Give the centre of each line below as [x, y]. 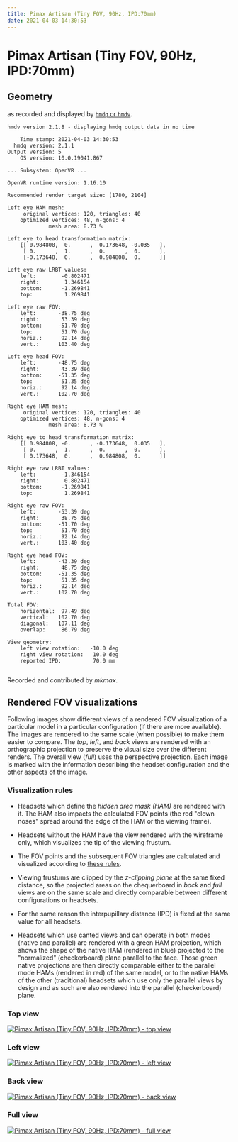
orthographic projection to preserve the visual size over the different [107, 750]
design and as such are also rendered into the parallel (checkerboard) [119, 987]
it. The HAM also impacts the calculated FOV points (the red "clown [116, 814]
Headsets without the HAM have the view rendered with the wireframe [120, 835]
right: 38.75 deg [55, 518]
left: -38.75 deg [55, 313]
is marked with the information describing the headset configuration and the [119, 765]
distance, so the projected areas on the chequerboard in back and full [120, 885]
